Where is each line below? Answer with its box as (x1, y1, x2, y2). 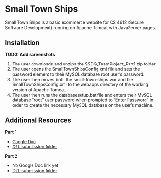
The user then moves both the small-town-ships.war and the (12, 76, 133, 82)
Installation (5, 39, 40, 47)
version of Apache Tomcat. (12, 86, 66, 93)
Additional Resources (5, 116, 71, 125)
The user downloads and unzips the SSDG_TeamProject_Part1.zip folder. (12, 61, 157, 66)
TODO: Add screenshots (5, 51, 55, 57)
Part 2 (5, 153, 18, 159)
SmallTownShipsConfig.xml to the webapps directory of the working (12, 81, 149, 87)
